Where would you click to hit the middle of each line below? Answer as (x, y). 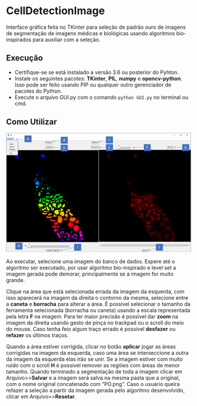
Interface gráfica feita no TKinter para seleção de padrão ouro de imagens (96, 27)
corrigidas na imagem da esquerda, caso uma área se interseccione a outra (97, 353)
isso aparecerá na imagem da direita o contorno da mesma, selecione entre (97, 298)
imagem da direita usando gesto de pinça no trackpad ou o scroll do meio (95, 323)
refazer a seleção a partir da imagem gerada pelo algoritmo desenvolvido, (95, 390)
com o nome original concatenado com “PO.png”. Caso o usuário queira (93, 384)
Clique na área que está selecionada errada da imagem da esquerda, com (95, 291)
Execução (25, 58)
